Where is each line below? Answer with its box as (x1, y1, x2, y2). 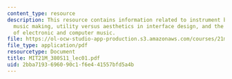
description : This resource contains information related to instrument (7, 16, 221, 23)
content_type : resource (7, 10, 76, 17)
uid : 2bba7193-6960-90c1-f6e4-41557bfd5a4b (7, 61, 135, 68)
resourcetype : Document (7, 49, 76, 56)
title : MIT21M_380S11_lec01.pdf (7, 55, 100, 62)
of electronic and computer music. (13, 29, 116, 36)
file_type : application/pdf (7, 42, 88, 49)
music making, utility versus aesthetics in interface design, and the (13, 23, 224, 30)
